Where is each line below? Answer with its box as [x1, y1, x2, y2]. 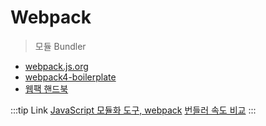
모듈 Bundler [34, 40, 87, 52]
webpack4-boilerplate [24, 71, 117, 83]
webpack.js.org [24, 60, 89, 72]
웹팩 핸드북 [24, 82, 69, 95]
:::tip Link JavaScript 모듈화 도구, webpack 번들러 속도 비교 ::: [10, 104, 257, 116]
